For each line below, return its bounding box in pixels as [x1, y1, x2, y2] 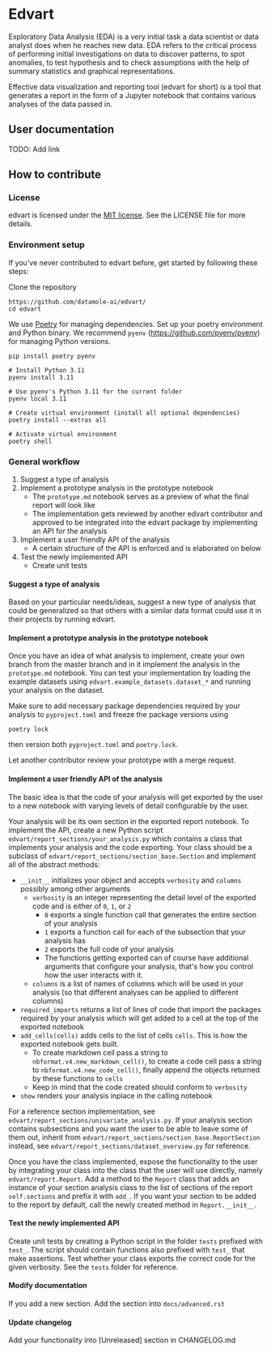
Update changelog [8, 1317, 72, 1327]
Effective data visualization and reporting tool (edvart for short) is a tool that [8, 82, 261, 92]
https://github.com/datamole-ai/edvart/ [8, 298, 147, 306]
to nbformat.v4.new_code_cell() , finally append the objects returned [32, 1064, 260, 1075]
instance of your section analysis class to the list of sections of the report [8, 1182, 253, 1192]
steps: [8, 266, 29, 276]
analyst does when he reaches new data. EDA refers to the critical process [8, 40, 257, 49]
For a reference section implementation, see [8, 1106, 156, 1116]
